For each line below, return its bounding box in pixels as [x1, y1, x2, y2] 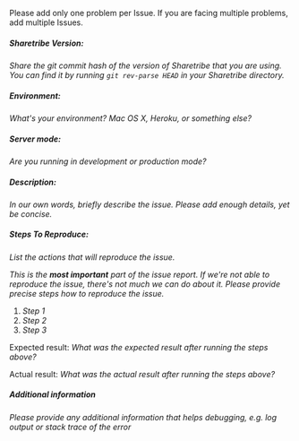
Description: [9, 177, 56, 187]
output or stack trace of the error [9, 421, 132, 432]
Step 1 [21, 305, 46, 316]
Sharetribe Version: [9, 38, 84, 48]
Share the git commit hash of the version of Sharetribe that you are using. [9, 60, 282, 71]
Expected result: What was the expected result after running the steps [9, 342, 269, 352]
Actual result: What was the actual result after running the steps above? [9, 368, 276, 379]
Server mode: [9, 134, 61, 144]
